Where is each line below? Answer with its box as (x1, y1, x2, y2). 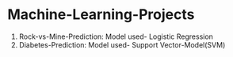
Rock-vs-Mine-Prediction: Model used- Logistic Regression (18, 32, 213, 41)
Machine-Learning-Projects (7, 6, 195, 24)
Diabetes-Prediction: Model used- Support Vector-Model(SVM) (18, 40, 226, 49)
